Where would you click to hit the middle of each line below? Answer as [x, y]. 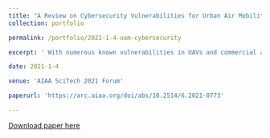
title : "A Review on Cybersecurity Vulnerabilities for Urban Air [122, 16]
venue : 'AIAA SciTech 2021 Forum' [66, 81]
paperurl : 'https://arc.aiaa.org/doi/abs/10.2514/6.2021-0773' [117, 96]
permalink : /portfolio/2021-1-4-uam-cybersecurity [95, 38]
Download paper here [44, 125]
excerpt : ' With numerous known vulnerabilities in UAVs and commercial [133, 52]
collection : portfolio [46, 23]
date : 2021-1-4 [34, 67]
